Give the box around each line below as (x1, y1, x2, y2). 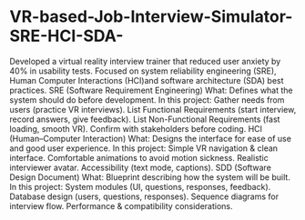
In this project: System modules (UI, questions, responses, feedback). (9, 181, 271, 192)
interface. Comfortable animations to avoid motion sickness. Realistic (9, 152, 269, 163)
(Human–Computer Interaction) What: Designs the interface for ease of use (9, 133, 291, 144)
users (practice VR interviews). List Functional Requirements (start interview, (9, 104, 297, 115)
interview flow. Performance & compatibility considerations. (9, 200, 234, 211)
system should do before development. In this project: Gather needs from (9, 94, 285, 105)
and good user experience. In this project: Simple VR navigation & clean (9, 143, 279, 154)
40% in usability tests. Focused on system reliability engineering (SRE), (9, 65, 277, 76)
